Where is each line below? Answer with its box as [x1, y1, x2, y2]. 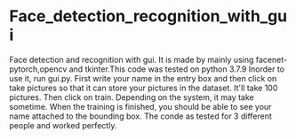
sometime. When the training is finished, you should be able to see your [9, 101, 272, 112]
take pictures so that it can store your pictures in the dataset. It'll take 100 [9, 82, 278, 93]
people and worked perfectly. [9, 120, 117, 130]
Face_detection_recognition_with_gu [9, 6, 288, 27]
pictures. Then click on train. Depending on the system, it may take [9, 91, 255, 103]
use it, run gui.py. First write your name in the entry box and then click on [9, 73, 277, 83]
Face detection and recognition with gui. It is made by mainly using [9, 54, 254, 65]
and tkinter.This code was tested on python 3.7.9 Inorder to [68, 64, 285, 74]
